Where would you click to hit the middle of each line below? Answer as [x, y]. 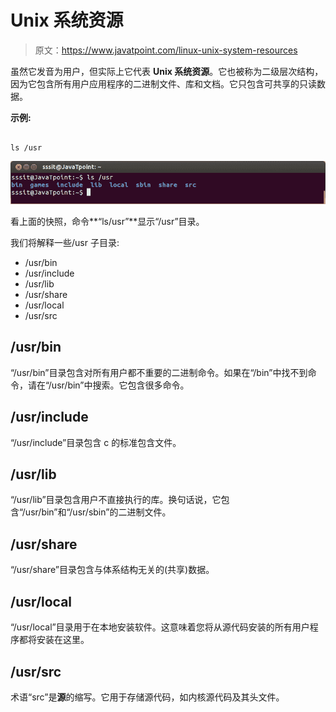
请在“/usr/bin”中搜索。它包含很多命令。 [108, 385]
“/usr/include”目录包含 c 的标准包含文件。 [96, 442]
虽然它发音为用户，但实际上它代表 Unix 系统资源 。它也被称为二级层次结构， [167, 71]
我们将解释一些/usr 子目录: [65, 243]
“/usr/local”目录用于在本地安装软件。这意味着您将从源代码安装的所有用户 [160, 627]
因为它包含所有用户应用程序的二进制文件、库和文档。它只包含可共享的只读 [163, 83]
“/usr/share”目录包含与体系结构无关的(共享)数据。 [112, 570]
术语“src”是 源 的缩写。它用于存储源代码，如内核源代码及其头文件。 [147, 697]
